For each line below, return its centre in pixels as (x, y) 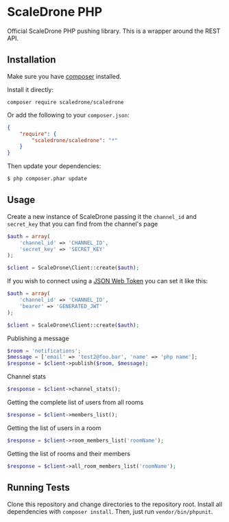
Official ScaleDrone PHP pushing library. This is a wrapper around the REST (114, 31)
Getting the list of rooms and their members (69, 453)
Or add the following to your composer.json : (68, 115)
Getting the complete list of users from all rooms (75, 403)
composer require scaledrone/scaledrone (66, 102)
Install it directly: (30, 89)
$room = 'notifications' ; (44, 351)
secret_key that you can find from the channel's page (83, 224)
